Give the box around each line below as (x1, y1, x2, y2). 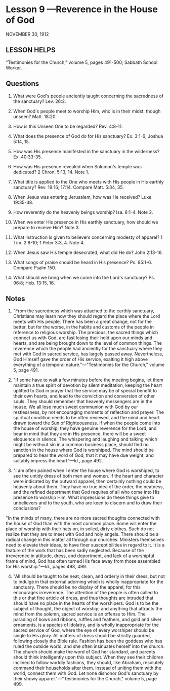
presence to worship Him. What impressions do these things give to (13, 494, 155, 500)
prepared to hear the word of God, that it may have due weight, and (13, 452, 154, 458)
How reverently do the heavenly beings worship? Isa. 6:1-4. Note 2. (13, 209, 153, 215)
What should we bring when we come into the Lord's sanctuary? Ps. (13, 274, 156, 280)
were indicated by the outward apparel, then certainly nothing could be (13, 478, 161, 485)
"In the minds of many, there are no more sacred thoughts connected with (6, 515, 160, 521)
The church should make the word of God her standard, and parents (13, 649, 156, 655)
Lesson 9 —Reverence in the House (6, 4, 158, 15)
